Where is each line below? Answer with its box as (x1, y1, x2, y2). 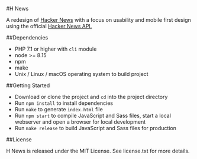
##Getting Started (6, 82, 50, 89)
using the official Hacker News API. (6, 23, 92, 29)
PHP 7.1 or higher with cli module (14, 45, 97, 52)
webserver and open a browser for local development (14, 118, 146, 125)
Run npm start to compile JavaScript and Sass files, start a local (14, 112, 172, 119)
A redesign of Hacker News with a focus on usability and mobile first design (6, 16, 191, 23)
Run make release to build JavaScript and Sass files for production (14, 125, 176, 131)
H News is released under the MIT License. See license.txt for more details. (6, 147, 190, 154)
